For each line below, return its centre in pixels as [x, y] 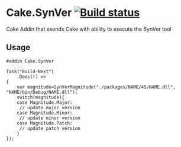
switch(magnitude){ [41, 97]
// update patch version [50, 128]
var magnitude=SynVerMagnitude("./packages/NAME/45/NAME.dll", [96, 87]
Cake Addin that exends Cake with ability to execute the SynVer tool [89, 29]
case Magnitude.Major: [45, 102]
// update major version [50, 107]
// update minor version [50, 118]
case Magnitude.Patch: [45, 123]
